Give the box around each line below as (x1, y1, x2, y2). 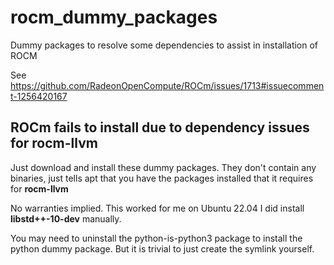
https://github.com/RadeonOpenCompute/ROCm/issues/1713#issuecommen (10, 79, 325, 91)
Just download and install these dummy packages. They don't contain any (10, 161, 317, 173)
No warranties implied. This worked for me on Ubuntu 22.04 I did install (10, 202, 305, 214)
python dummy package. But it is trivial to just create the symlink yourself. (10, 242, 315, 255)
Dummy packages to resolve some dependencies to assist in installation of (10, 39, 319, 51)
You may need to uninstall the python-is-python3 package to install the (10, 232, 303, 244)
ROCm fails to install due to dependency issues (10, 119, 310, 136)
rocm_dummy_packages (10, 6, 218, 29)
